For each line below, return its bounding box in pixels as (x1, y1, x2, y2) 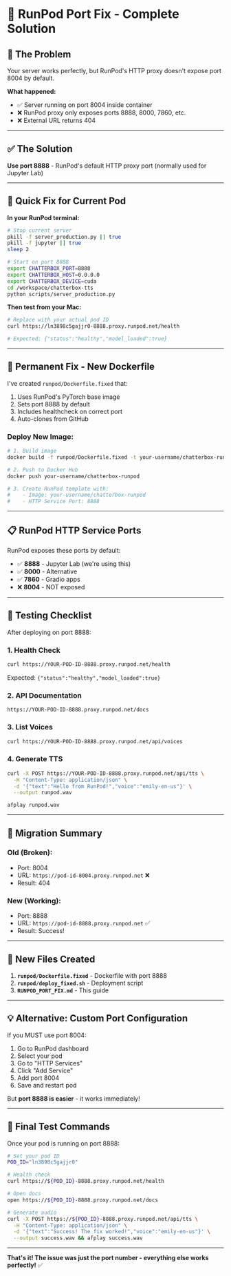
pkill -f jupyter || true (7, 239, 81, 247)
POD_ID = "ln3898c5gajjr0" (7, 1159, 78, 1166)
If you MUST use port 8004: (7, 1031, 87, 1039)
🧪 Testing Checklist (7, 610, 92, 622)
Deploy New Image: (7, 431, 74, 441)
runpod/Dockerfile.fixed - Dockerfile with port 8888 (16, 971, 167, 979)
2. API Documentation (7, 690, 82, 700)
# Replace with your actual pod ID (7, 317, 109, 324)
